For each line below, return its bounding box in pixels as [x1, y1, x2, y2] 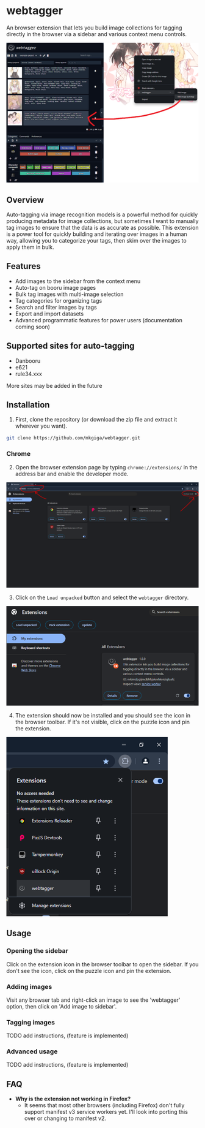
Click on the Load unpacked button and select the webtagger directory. [15, 594, 189, 601]
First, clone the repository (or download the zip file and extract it [15, 416, 178, 423]
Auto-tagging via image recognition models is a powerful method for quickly [6, 211, 198, 218]
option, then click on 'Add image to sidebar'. [6, 1002, 117, 1010]
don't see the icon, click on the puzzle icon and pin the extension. [6, 967, 172, 974]
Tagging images [6, 1018, 55, 1026]
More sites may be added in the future [6, 382, 103, 389]
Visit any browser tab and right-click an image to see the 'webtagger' [6, 996, 181, 1004]
